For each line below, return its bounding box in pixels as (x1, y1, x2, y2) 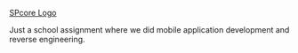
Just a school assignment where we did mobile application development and (9, 25, 290, 34)
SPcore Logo (9, 8, 57, 18)
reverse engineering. (9, 34, 86, 44)
